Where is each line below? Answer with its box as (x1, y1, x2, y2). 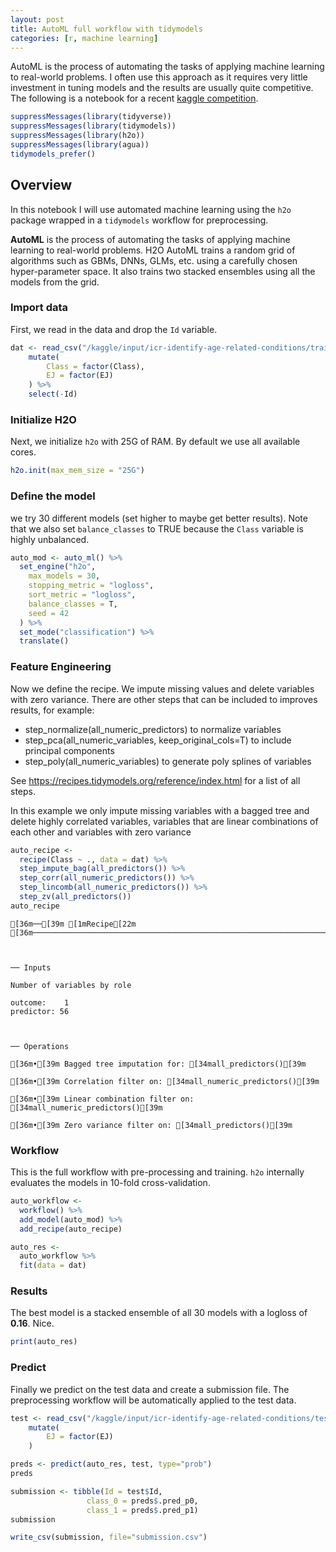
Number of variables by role (10, 980, 132, 990)
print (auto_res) (10, 1337, 78, 1347)
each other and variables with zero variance (10, 826, 192, 838)
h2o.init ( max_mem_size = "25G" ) (10, 466, 145, 476)
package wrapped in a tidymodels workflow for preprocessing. (10, 214, 269, 226)
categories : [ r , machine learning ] (10, 33, 159, 43)
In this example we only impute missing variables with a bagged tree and (10, 804, 310, 816)
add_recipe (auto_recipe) (19, 1224, 123, 1234)
